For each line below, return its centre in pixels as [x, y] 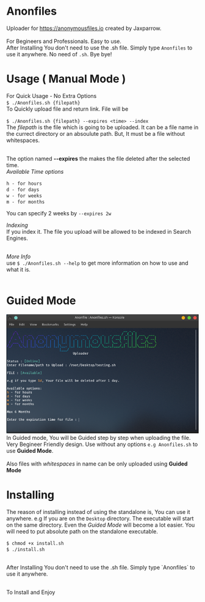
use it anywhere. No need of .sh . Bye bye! [59, 54]
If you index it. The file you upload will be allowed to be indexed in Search [99, 231]
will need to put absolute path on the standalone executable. [82, 531]
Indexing [17, 225]
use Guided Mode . [30, 450]
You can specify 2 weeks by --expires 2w [59, 213]
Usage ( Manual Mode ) [66, 79]
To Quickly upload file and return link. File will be [67, 109]
